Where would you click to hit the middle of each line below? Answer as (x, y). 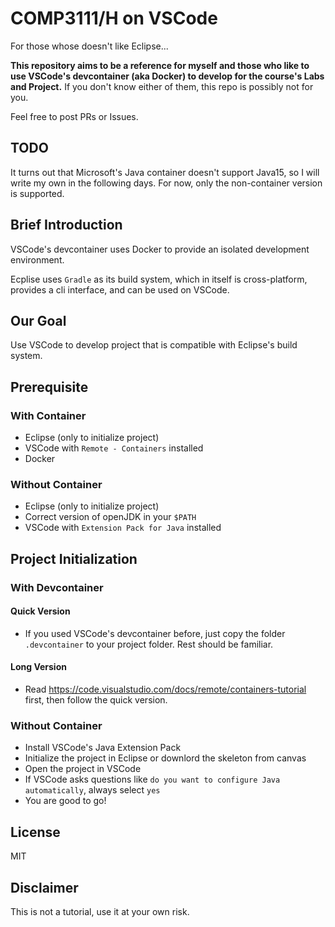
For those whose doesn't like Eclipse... (89, 46)
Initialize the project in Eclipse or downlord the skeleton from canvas (165, 758)
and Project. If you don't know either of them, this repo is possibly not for (162, 86)
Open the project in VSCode (83, 769)
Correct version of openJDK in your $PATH (110, 517)
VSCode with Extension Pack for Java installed (123, 528)
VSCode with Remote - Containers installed (114, 448)
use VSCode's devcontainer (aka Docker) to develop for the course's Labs (167, 76)
